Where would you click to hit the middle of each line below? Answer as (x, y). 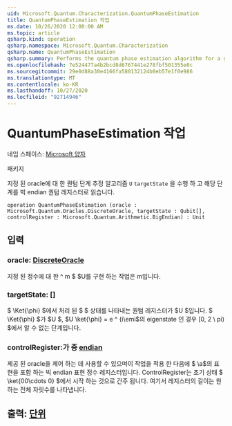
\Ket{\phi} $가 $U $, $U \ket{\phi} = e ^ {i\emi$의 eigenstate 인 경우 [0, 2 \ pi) (116, 319)
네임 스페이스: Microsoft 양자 (47, 154)
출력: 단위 (27, 413)
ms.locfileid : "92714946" (44, 98)
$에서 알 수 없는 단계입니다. (44, 327)
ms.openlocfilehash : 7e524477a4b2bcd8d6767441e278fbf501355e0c (100, 65)
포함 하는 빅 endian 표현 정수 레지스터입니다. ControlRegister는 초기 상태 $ (121, 372)
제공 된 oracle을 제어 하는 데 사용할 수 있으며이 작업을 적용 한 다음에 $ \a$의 (110, 364)
